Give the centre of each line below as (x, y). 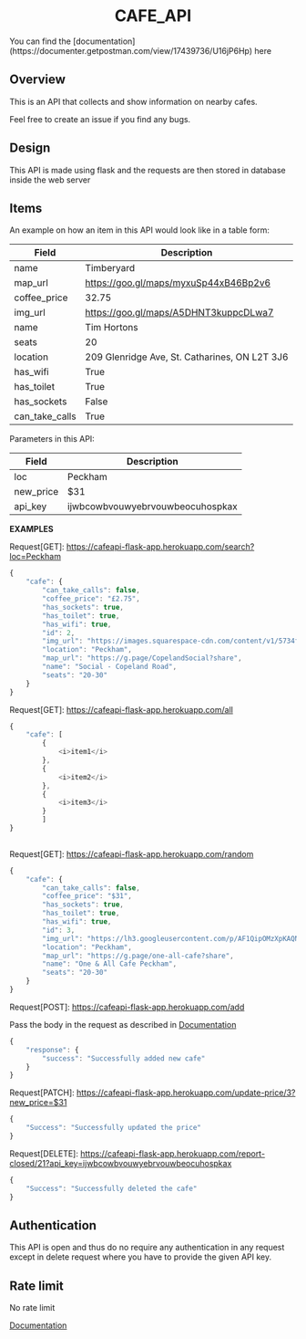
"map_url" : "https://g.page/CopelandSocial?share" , (143, 658)
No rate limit (32, 1308)
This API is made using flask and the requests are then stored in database (148, 170)
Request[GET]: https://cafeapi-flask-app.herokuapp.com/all (122, 709)
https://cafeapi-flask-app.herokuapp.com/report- (173, 1153)
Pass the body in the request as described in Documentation (123, 1024)
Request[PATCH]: (42, 1093)
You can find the (40, 41)
